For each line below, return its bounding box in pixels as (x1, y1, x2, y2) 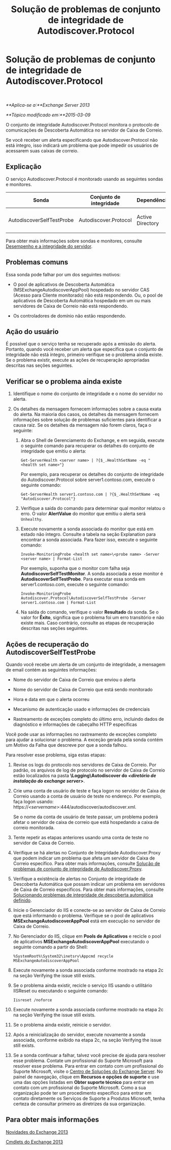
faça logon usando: (13, 798, 54, 805)
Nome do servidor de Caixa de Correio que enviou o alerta (13, 677, 136, 683)
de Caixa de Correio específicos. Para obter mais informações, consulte (13, 886, 164, 892)
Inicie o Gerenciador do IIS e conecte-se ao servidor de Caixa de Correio (13, 907, 166, 913)
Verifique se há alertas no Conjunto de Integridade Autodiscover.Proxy (13, 850, 161, 855)
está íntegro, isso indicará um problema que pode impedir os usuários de (6, 142, 159, 148)
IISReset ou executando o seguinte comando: (13, 988, 108, 994)
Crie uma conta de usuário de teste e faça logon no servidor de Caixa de (13, 788, 165, 793)
